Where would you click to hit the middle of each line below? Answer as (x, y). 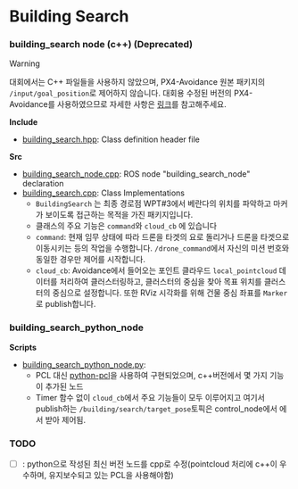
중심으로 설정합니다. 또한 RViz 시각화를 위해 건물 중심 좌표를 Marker (170, 293)
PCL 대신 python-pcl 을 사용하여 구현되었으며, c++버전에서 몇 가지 (151, 375)
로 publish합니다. (66, 304)
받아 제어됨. (66, 419)
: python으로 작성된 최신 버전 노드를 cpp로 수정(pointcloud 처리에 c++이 (150, 464)
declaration (43, 184)
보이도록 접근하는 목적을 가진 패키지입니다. (119, 215)
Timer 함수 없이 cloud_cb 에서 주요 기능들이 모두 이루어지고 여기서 (150, 397)
